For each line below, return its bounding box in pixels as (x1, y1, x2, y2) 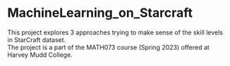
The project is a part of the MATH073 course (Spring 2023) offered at (7, 43, 210, 51)
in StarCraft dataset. (7, 35, 66, 44)
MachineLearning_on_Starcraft (7, 5, 193, 21)
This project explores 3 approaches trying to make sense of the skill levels (7, 28, 224, 37)
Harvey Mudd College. (7, 51, 73, 59)
